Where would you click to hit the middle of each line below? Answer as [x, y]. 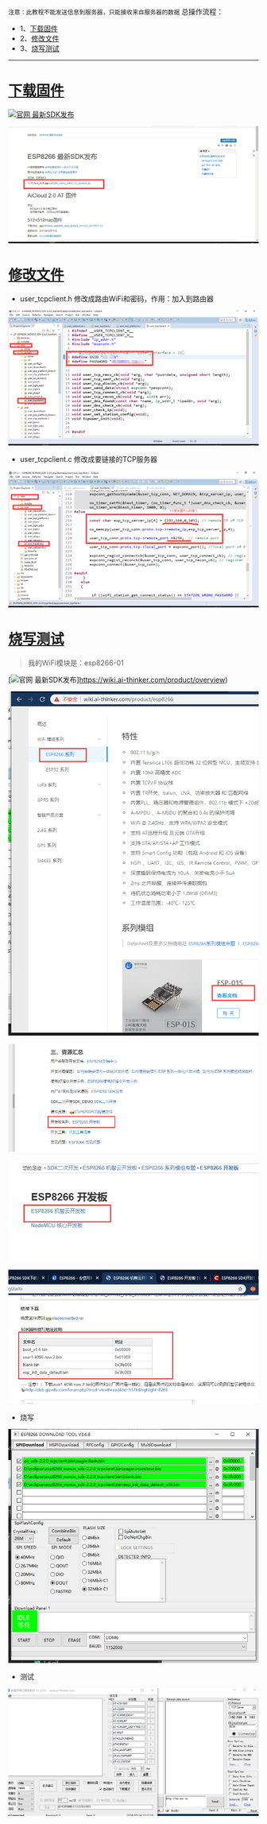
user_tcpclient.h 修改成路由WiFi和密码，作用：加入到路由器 [117, 298]
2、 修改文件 [39, 39]
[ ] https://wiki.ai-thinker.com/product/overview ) [118, 680]
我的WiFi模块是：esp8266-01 [76, 663]
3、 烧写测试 [39, 48]
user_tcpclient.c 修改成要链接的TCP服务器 [88, 459]
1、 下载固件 [39, 29]
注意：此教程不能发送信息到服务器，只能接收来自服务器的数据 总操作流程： [116, 12]
